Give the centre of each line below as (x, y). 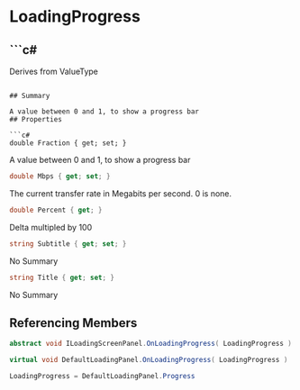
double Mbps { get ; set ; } (60, 177)
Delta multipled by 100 (51, 227)
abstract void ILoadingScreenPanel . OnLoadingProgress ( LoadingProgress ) (151, 344)
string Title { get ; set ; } (62, 277)
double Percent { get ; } (56, 210)
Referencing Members (73, 323)
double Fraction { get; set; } (68, 143)
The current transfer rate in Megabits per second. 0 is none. (121, 193)
